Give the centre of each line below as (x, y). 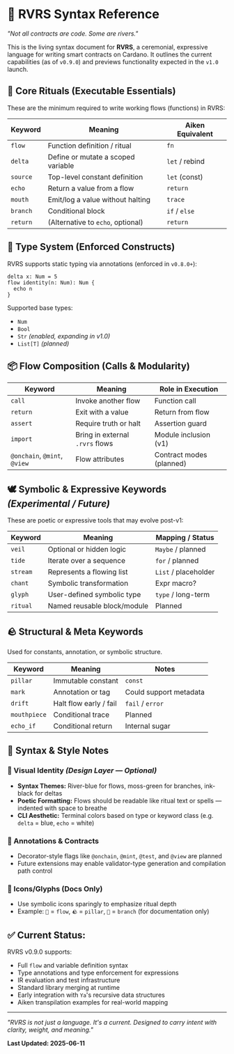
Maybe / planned (180, 550)
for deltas (48, 793)
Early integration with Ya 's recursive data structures (91, 995)
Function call (175, 401)
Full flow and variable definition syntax (73, 966)
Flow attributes (100, 459)
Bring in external (102, 435)
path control (35, 871)
